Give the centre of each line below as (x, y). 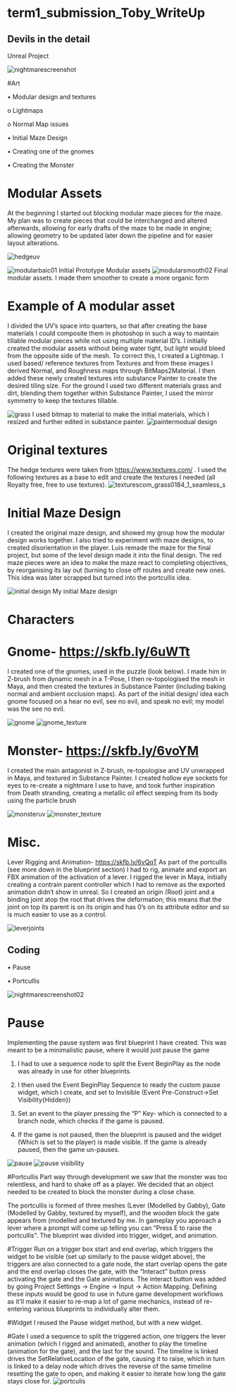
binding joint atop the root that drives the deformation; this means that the (114, 899)
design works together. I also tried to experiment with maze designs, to (110, 540)
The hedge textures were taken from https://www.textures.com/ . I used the (117, 469)
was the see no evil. (36, 709)
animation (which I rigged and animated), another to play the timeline (107, 1343)
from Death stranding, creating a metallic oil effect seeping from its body (113, 793)
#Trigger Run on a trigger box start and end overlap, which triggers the (110, 1249)
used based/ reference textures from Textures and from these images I (110, 363)
